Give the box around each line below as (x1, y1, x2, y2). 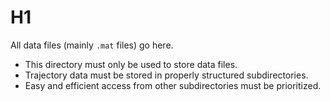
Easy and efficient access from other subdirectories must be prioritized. (24, 79, 322, 91)
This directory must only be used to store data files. (24, 58, 238, 70)
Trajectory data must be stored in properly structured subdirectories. (24, 69, 309, 81)
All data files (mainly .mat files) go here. (10, 39, 174, 51)
